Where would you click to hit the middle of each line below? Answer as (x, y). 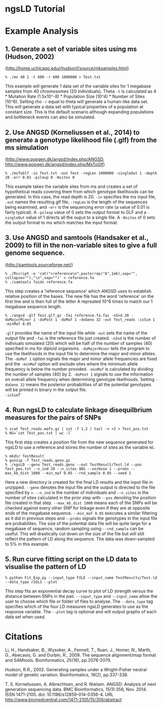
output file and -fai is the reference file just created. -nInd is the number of (81, 338)
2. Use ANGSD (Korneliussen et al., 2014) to (72, 132)
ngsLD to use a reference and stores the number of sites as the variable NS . (80, 447)
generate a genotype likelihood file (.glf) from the (81, 140)
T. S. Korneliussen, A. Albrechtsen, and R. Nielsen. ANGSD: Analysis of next (81, 684)
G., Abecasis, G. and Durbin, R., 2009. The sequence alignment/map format (81, 655)
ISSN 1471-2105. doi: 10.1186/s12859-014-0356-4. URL (59, 694)
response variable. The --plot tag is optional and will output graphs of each (81, 612)
